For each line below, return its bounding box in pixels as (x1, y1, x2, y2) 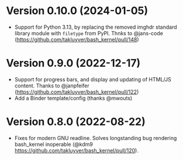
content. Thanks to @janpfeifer (14, 82, 89, 89)
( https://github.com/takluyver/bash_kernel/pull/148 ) (14, 36, 139, 43)
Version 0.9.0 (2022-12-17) (6, 57, 141, 70)
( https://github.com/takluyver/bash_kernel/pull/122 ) (14, 88, 139, 95)
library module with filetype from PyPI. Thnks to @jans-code (14, 29, 164, 36)
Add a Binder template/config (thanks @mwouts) (14, 94, 133, 101)
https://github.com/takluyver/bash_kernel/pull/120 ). (14, 147, 139, 154)
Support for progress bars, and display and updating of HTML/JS (14, 76, 171, 83)
